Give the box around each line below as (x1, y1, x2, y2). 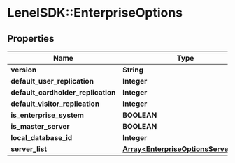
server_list (10, 144, 48, 154)
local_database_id (10, 133, 73, 142)
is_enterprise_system (10, 110, 84, 120)
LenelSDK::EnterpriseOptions (7, 5, 183, 21)
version (10, 65, 37, 75)
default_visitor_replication (10, 99, 100, 109)
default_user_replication (10, 77, 94, 86)
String (122, 65, 144, 75)
